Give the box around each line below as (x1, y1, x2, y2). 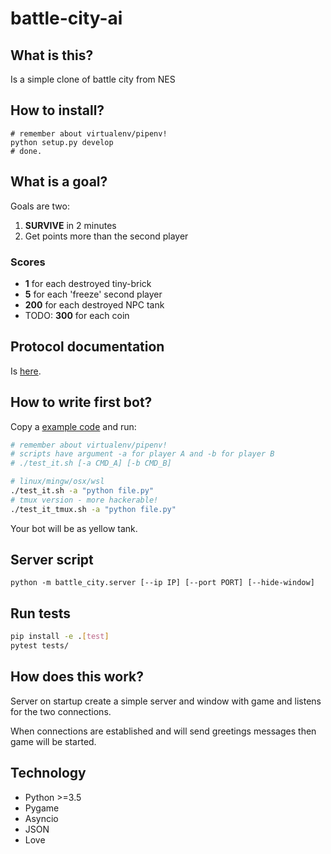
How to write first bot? (10, 394, 153, 411)
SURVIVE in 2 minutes (24, 219, 117, 231)
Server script (10, 552, 94, 569)
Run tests (10, 605, 71, 622)
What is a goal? (10, 173, 108, 191)
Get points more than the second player (24, 230, 189, 242)
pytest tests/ (10, 641, 70, 651)
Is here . (10, 365, 42, 377)
